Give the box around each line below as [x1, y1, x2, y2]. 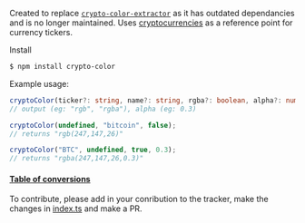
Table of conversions [9, 173, 91, 184]
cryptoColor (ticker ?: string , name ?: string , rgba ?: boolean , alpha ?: [9, 95, 282, 105]
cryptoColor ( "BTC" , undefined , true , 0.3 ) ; [9, 145, 177, 155]
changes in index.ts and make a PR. [9, 203, 143, 214]
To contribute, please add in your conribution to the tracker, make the [9, 194, 270, 205]
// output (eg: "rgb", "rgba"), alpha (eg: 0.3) [9, 104, 197, 113]
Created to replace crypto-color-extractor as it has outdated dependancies [9, 8, 295, 18]
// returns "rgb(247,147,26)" [9, 129, 124, 139]
